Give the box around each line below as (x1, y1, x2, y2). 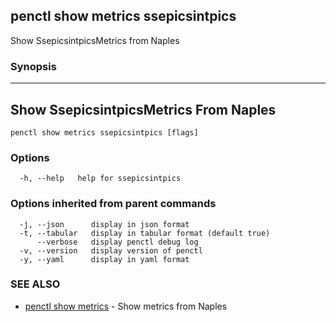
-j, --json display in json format (19, 219, 190, 229)
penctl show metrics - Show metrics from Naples (24, 300, 228, 312)
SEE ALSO (10, 277, 61, 291)
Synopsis (10, 59, 57, 73)
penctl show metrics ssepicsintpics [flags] (10, 127, 199, 138)
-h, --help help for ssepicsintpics (19, 174, 182, 184)
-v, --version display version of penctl (19, 245, 203, 256)
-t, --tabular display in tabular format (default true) (19, 228, 271, 238)
